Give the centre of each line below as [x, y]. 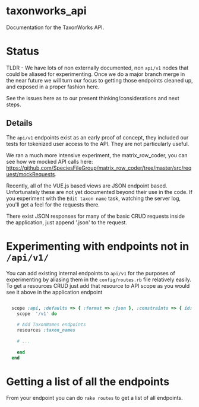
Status [23, 51]
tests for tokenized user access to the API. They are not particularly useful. [98, 144]
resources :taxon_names [46, 330]
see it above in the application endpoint [54, 292]
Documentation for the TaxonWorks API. [55, 27]
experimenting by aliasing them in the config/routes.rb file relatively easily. [99, 279]
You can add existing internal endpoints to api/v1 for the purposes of [91, 273]
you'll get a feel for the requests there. [53, 204]
